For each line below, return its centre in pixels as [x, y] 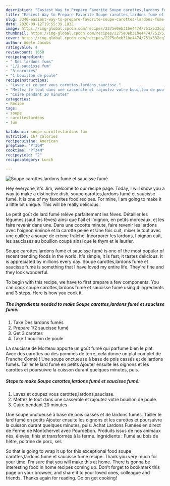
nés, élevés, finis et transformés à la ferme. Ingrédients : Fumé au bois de [82, 436]
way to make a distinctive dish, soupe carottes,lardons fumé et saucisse [80, 194]
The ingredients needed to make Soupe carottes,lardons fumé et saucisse [85, 304]
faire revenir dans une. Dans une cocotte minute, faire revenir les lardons [81, 225]
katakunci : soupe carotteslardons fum [46, 132]
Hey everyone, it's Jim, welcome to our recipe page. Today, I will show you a [85, 188]
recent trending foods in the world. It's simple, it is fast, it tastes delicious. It [84, 256]
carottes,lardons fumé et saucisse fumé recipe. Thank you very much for [81, 456]
